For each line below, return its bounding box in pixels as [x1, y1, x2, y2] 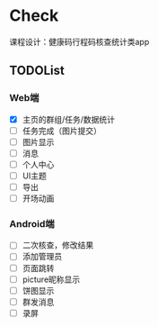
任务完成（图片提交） [22, 125, 101, 136]
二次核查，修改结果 [22, 240, 94, 250]
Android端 [9, 218, 56, 231]
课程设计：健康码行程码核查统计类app [9, 36, 150, 47]
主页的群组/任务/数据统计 [22, 114, 115, 124]
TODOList [9, 63, 65, 78]
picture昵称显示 [22, 274, 81, 285]
